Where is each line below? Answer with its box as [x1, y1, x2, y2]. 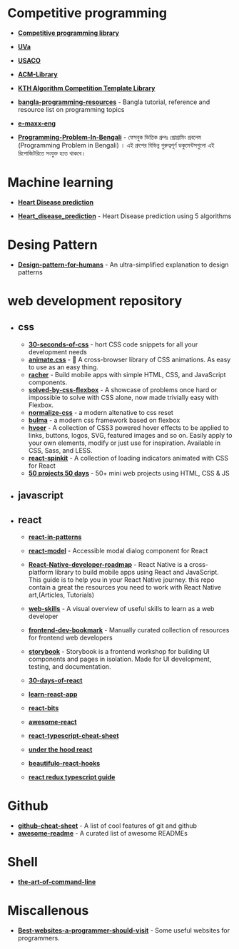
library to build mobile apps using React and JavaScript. [54, 568, 219, 577]
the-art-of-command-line [17, 877, 96, 886]
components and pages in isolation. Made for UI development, [28, 655, 212, 664]
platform [28, 568, 54, 577]
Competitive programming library [17, 29, 120, 37]
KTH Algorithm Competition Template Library [17, 83, 156, 92]
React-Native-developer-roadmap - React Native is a [28, 560, 188, 569]
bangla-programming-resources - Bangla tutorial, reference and [17, 98, 210, 106]
